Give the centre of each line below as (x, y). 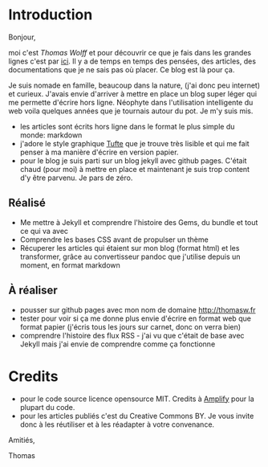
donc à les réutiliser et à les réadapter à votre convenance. (117, 424)
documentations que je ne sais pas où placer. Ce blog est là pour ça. (122, 69)
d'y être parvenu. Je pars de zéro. (76, 178)
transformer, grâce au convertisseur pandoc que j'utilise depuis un (130, 256)
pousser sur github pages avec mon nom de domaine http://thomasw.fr (138, 309)
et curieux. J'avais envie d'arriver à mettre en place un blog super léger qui (133, 93)
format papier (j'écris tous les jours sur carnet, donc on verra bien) (130, 326)
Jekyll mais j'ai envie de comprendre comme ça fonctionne (118, 344)
